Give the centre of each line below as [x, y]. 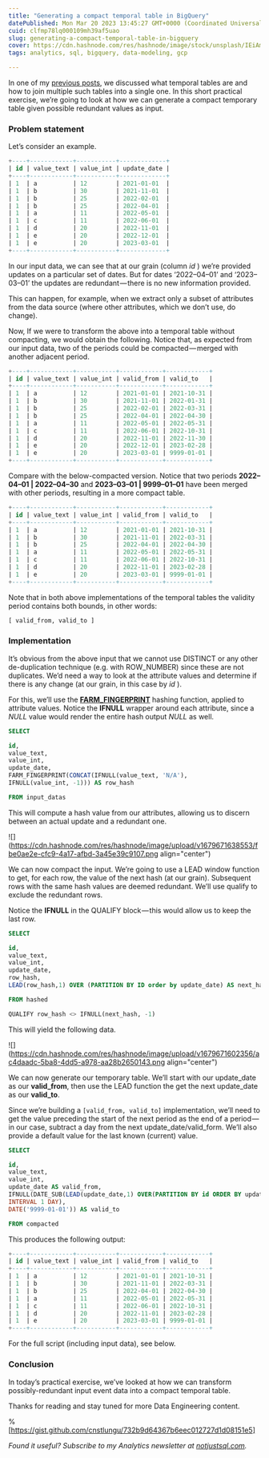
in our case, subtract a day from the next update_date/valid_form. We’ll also [133, 1127]
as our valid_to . [34, 1094]
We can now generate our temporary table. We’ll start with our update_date [132, 1077]
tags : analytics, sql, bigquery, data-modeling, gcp [98, 53]
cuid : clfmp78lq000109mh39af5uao [64, 30]
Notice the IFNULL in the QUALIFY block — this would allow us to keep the [130, 910]
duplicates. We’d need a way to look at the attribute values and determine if [133, 675]
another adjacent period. [49, 356]
